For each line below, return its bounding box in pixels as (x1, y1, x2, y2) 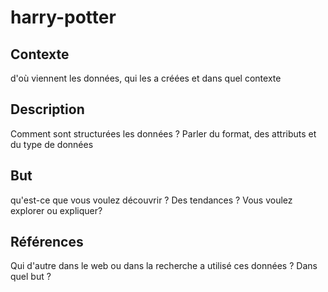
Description (10, 101, 85, 118)
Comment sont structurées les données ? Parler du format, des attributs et (10, 127, 317, 140)
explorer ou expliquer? (10, 204, 103, 216)
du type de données (10, 138, 94, 150)
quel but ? (10, 271, 52, 283)
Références (10, 234, 84, 251)
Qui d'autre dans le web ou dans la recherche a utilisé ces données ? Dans (10, 260, 318, 272)
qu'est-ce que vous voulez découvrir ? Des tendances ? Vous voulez (10, 194, 293, 206)
